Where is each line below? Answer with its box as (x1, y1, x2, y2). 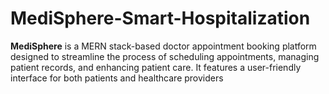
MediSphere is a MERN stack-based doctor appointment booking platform (10, 40, 317, 52)
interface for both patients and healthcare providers (10, 72, 224, 84)
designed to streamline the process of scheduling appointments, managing (10, 50, 320, 62)
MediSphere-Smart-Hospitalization (10, 7, 311, 30)
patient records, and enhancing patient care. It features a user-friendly (10, 61, 302, 73)
